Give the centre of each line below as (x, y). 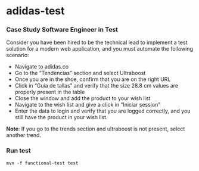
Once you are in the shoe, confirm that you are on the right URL (93, 79)
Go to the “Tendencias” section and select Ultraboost (80, 73)
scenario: (18, 55)
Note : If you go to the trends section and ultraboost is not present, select (96, 129)
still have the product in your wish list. (61, 117)
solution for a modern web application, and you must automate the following (100, 49)
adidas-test (35, 11)
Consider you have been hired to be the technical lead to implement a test (97, 42)
